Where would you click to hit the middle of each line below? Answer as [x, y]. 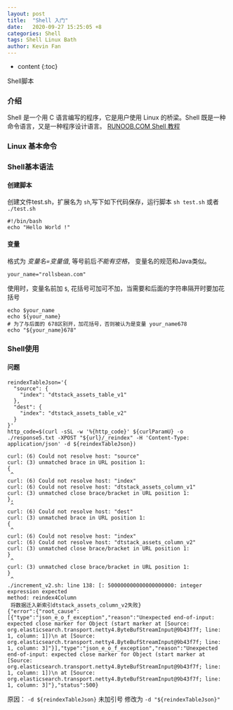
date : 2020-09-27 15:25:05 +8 [54, 27]
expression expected [38, 591]
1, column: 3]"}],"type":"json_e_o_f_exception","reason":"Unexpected [113, 648]
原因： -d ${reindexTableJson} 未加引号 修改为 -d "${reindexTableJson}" [114, 699]
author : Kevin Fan [34, 46]
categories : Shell [34, 33]
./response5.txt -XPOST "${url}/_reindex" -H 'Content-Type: [99, 438]
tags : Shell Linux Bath [42, 40]
